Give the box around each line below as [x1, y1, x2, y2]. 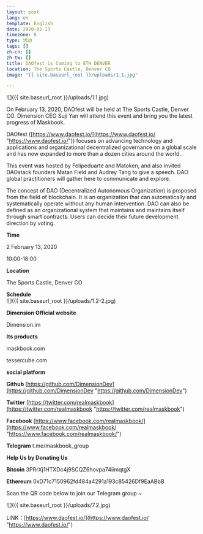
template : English [6, 20, 53, 26]
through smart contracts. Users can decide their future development [6, 213, 179, 221]
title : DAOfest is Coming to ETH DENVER [6, 60, 111, 66]
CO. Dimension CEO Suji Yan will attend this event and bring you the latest [6, 112, 193, 120]
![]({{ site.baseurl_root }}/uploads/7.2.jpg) [6, 502, 111, 509]
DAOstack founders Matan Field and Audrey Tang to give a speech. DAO [6, 169, 188, 176]
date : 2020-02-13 [6, 26, 51, 32]
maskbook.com [6, 345, 45, 353]
